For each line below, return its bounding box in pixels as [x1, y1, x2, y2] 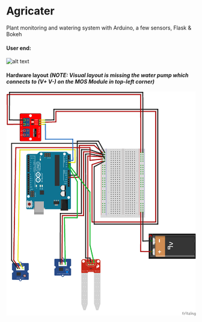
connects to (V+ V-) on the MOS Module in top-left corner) [6, 78, 155, 85]
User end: [6, 44, 32, 52]
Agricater [6, 4, 55, 18]
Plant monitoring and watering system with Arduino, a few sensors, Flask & [6, 24, 192, 31]
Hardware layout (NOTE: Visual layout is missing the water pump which [6, 71, 189, 79]
